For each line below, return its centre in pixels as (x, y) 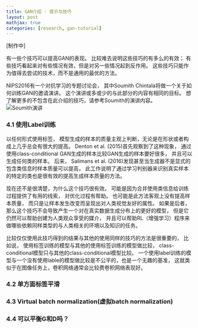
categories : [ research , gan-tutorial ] (54, 28)
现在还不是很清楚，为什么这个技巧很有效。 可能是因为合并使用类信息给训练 (98, 188)
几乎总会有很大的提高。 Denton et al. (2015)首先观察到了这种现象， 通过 (104, 146)
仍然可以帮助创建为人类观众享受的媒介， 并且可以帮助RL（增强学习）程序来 (98, 218)
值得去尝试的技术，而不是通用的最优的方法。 (65, 73)
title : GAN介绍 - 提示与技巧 (39, 12)
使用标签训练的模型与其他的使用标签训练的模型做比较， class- (98, 245)
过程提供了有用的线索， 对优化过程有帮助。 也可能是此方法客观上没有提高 (95, 195)
